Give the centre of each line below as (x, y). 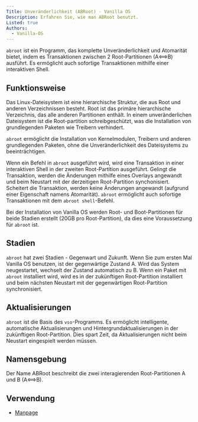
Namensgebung (36, 359)
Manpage (26, 413)
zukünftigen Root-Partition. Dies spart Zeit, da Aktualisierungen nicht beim (97, 334)
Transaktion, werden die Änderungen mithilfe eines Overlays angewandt (94, 175)
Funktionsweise (36, 88)
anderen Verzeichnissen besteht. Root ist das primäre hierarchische (89, 108)
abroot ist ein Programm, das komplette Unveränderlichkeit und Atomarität (97, 50)
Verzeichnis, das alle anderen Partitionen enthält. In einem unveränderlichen (99, 115)
